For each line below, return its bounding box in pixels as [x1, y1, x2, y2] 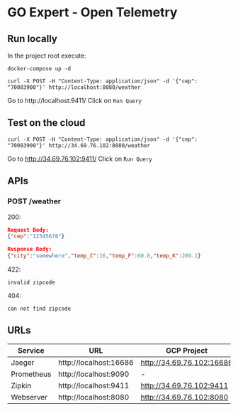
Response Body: [7, 246, 52, 253]
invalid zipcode [7, 279, 55, 286]
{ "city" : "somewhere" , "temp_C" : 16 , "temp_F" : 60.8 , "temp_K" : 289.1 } [7, 252, 201, 260]
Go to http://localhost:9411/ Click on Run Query [7, 97, 142, 105]
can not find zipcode [7, 305, 72, 312]
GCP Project [165, 346, 208, 356]
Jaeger [11, 357, 35, 367]
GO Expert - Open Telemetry [7, 4, 178, 21]
